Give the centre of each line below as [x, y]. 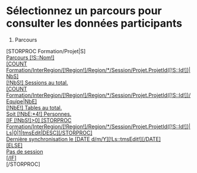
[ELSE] [14, 145]
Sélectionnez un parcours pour [84, 11]
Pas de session [25, 151]
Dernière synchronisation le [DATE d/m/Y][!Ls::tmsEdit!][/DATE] [84, 139]
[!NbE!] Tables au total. [34, 107]
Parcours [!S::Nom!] [30, 57]
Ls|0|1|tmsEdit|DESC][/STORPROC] [50, 133]
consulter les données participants [94, 23]
